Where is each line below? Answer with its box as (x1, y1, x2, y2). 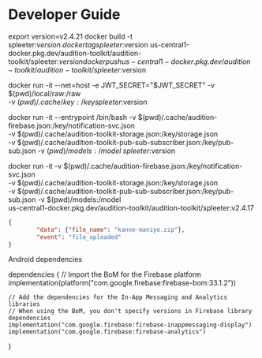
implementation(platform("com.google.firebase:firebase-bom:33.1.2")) (8, 278, 237, 288)
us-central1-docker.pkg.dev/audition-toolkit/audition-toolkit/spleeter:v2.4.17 (8, 203, 254, 212)
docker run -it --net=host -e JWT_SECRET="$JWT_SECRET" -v (8, 80, 215, 90)
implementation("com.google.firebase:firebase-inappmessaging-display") (8, 321, 253, 329)
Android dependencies (8, 255, 83, 264)
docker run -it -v (8, 161, 62, 170)
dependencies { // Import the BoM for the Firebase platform (8, 270, 201, 279)
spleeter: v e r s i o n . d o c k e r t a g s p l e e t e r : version (8, 39, 148, 49)
